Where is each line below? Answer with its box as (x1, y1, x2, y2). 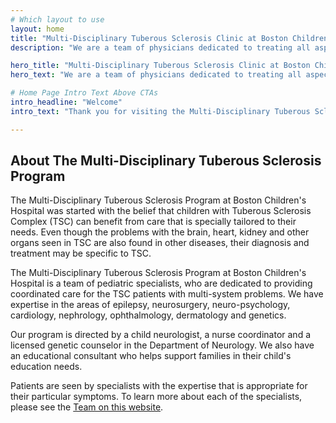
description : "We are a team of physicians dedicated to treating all (10, 42, 311, 53)
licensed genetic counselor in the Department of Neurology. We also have (10, 339, 315, 351)
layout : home (10, 24, 65, 34)
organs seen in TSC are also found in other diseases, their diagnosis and (10, 237, 310, 249)
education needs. (10, 361, 83, 373)
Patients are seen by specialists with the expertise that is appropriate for (10, 380, 308, 392)
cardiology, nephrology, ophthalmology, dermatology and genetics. (10, 309, 287, 321)
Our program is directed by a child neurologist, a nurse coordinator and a (10, 329, 312, 341)
